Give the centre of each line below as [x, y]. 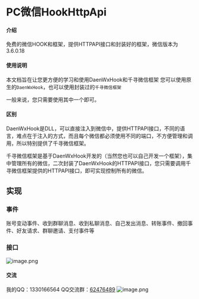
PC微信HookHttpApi [56, 12]
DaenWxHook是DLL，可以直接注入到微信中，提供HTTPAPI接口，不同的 [93, 128]
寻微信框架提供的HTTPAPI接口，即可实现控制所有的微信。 [77, 171]
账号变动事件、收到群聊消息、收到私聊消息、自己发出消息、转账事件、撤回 [97, 223]
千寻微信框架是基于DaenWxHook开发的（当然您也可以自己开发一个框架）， [97, 156]
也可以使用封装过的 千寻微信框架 [85, 87]
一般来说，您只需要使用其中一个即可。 [53, 99]
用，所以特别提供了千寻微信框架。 [48, 143]
